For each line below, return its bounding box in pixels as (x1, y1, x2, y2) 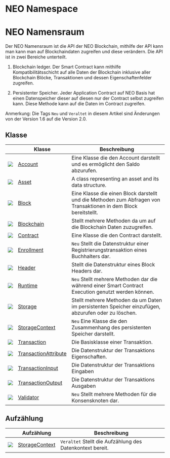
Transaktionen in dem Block (71, 202, 138, 209)
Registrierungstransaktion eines (71, 246, 147, 253)
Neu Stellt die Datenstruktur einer (71, 240, 149, 247)
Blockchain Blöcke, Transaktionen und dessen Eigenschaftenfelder (12, 75, 152, 81)
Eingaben (71, 368, 94, 375)
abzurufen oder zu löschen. (71, 309, 137, 316)
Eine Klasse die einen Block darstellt (71, 190, 158, 197)
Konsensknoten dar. (71, 397, 119, 404)
